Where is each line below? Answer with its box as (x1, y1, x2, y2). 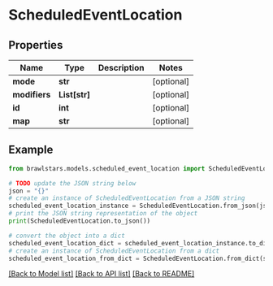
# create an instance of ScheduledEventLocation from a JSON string (8, 194, 245, 202)
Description (97, 63, 145, 73)
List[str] (58, 89, 91, 100)
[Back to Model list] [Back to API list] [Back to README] (8, 269, 195, 279)
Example (8, 143, 54, 157)
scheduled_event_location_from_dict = (8, 254, 140, 262)
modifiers (12, 89, 51, 100)
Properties (8, 38, 63, 52)
